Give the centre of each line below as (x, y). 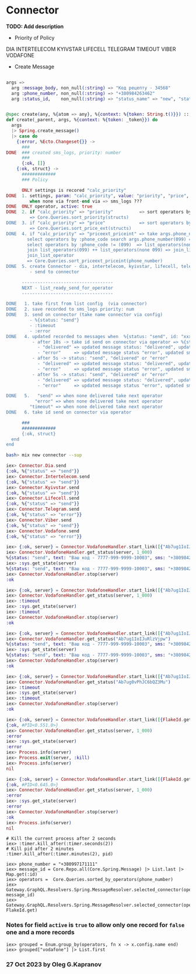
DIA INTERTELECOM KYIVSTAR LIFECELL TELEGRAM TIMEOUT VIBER (91, 49)
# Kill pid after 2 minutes (40, 849)
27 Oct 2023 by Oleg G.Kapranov (54, 964)
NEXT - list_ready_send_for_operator (67, 288)
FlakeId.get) (22, 910)
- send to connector (55, 272)
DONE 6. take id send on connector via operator (69, 412)
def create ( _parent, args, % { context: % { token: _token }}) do (82, 120)
